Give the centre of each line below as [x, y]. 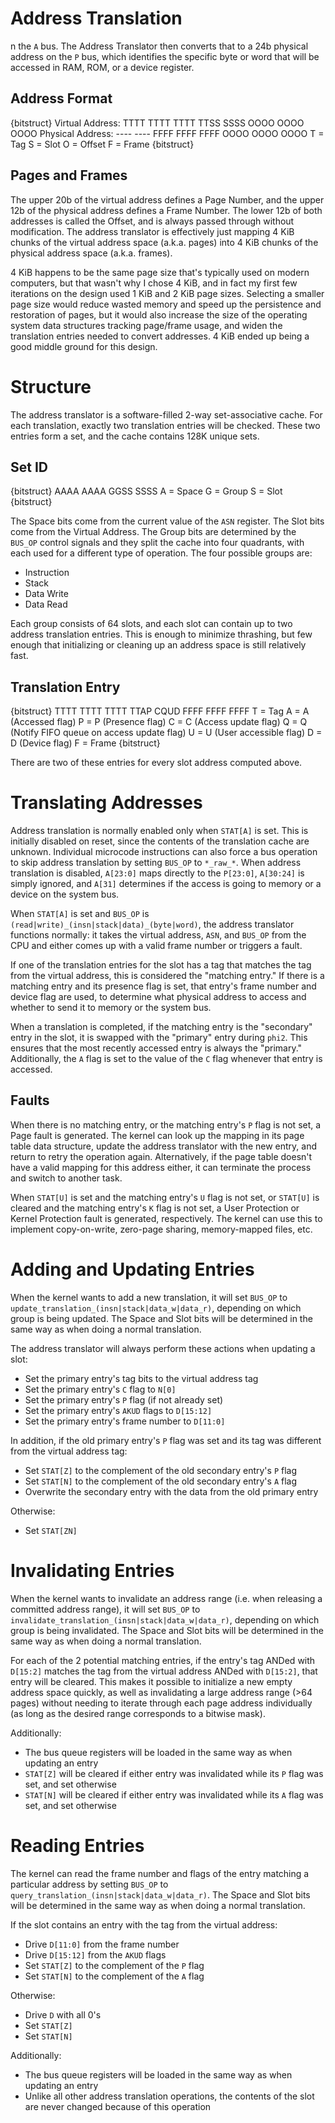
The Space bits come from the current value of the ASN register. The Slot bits [167, 521]
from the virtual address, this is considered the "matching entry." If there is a [167, 976]
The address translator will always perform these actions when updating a [163, 1348]
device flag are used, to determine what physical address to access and [158, 997]
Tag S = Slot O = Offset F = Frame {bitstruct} [102, 144]
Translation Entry [65, 687]
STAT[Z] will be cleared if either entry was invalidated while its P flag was [174, 1773]
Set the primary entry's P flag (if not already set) [124, 1399]
